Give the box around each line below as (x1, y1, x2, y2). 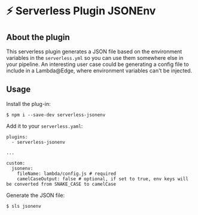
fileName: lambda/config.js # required (17, 171, 117, 177)
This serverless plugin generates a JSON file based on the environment (6, 48, 182, 55)
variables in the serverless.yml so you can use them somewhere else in (6, 54, 184, 61)
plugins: (6, 134, 28, 140)
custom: (6, 160, 26, 166)
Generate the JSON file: (6, 192, 65, 199)
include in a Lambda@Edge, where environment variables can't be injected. (6, 67, 193, 74)
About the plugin (6, 32, 70, 42)
